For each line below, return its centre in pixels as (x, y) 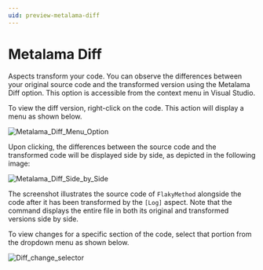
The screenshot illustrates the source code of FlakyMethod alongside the (125, 194)
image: (19, 163)
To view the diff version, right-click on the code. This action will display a (126, 108)
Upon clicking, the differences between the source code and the (112, 147)
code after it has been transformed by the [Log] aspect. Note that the (120, 202)
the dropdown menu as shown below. (69, 242)
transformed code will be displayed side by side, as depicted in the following (132, 155)
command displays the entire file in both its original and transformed (119, 210)
